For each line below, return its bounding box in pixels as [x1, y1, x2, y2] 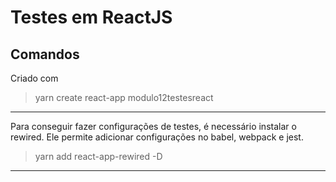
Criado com [10, 72, 59, 84]
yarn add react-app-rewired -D [34, 151, 163, 162]
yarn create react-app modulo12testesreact [34, 92, 214, 103]
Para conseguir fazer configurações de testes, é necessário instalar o [10, 121, 297, 132]
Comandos [10, 46, 80, 63]
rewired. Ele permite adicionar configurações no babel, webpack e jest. [10, 131, 304, 143]
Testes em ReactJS [10, 6, 173, 29]
